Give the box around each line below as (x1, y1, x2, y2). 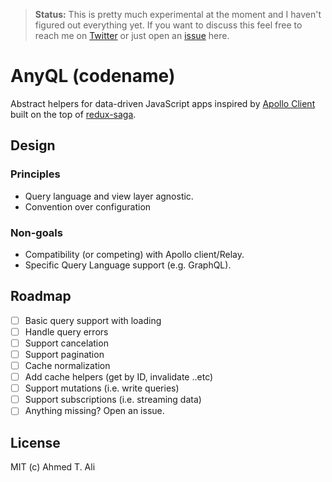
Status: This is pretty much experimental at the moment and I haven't (34, 9, 322, 20)
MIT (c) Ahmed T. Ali (10, 461, 96, 473)
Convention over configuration (24, 200, 152, 213)
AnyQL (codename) (10, 65, 176, 88)
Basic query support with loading (24, 314, 162, 326)
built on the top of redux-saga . (10, 108, 137, 120)
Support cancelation (24, 337, 109, 349)
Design (10, 137, 56, 154)
